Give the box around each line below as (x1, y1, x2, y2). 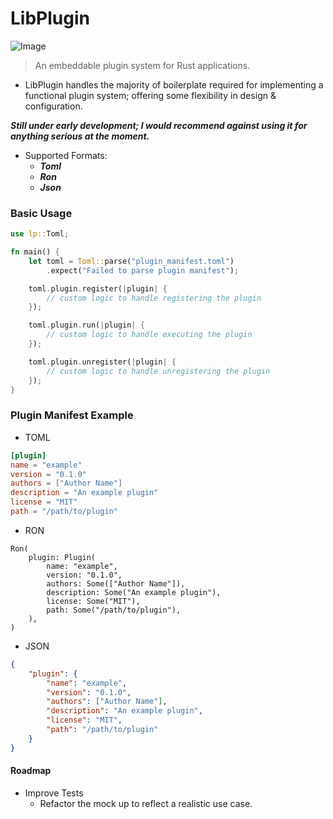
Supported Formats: (24, 149, 108, 161)
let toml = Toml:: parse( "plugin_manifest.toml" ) (28, 256, 235, 266)
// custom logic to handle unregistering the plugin (46, 366, 271, 376)
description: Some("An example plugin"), (46, 587, 222, 597)
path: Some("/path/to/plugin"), (46, 605, 182, 615)
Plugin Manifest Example (10, 408, 134, 422)
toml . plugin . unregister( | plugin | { (28, 357, 177, 367)
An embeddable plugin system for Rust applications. (34, 59, 251, 71)
